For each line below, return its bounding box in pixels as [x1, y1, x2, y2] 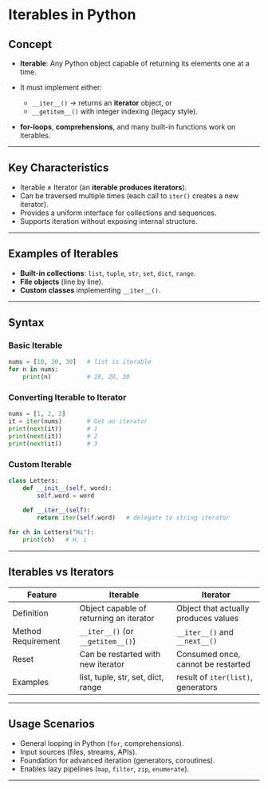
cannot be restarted [176, 658, 251, 669]
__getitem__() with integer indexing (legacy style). [31, 106, 198, 116]
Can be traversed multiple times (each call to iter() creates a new [19, 190, 239, 201]
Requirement [12, 636, 61, 647]
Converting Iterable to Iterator [8, 392, 127, 403]
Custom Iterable [8, 458, 72, 469]
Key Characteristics [8, 161, 109, 175]
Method [12, 625, 41, 636]
